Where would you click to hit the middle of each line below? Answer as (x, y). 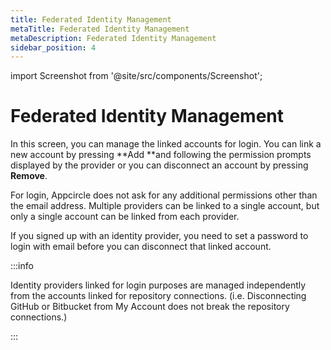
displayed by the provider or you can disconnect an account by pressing (159, 165)
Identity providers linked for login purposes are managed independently (158, 285)
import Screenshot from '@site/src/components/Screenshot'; (136, 76)
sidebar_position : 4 (53, 47)
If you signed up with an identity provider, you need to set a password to (159, 236)
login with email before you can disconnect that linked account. (141, 247)
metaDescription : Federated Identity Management (113, 38)
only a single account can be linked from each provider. (125, 217)
